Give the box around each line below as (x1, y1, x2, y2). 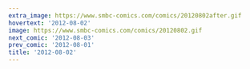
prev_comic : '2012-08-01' (8, 41, 95, 49)
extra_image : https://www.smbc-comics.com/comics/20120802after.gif (8, 11, 242, 20)
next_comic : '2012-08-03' (8, 33, 95, 42)
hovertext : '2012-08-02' (8, 19, 91, 27)
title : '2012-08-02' (8, 48, 78, 56)
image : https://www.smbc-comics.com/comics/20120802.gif (8, 26, 203, 34)
